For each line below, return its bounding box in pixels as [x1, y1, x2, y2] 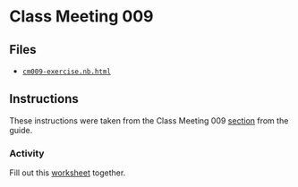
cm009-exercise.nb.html [21, 67, 112, 76]
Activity [9, 147, 45, 159]
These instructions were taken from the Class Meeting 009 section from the [9, 115, 289, 126]
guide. [9, 124, 33, 135]
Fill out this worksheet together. [9, 167, 126, 178]
